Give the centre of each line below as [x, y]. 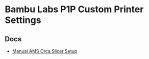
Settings [23, 20]
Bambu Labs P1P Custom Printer [74, 9]
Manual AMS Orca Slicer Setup [45, 51]
